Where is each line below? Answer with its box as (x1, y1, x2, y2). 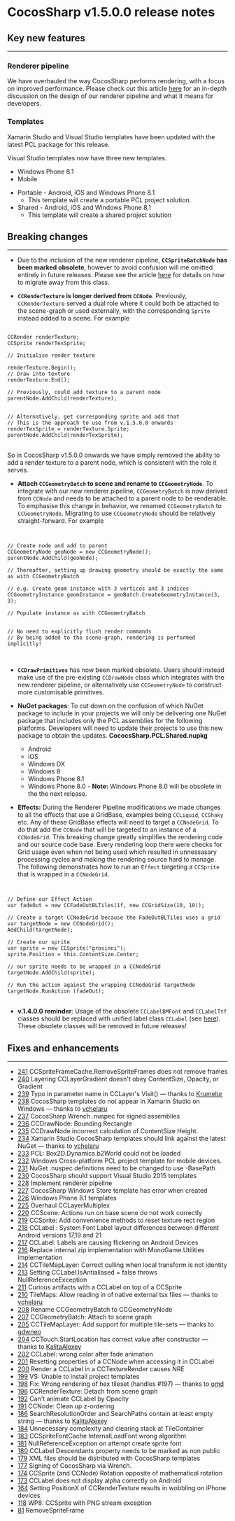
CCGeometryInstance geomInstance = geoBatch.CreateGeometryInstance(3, (7, 591, 220, 598)
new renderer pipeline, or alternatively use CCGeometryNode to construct (17, 680, 222, 689)
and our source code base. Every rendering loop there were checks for (17, 841, 222, 849)
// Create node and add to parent (7, 542, 108, 549)
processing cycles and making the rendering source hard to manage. (17, 855, 217, 864)
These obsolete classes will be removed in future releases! (17, 1022, 187, 1030)
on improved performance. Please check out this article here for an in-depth (7, 85, 227, 93)
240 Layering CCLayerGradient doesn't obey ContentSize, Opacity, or (17, 1075, 219, 1084)
